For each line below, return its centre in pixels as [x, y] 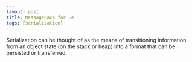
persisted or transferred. [37, 53]
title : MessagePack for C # [40, 17]
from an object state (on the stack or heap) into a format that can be [91, 46]
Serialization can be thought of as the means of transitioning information [96, 40]
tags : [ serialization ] [35, 23]
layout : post [23, 12]
